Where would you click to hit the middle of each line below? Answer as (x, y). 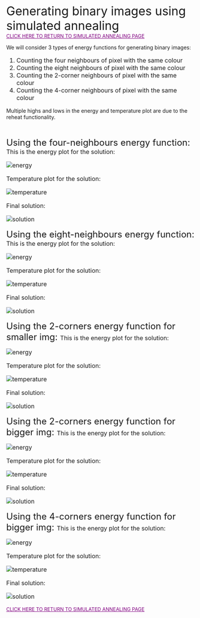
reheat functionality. (31, 117)
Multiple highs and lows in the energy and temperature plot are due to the (97, 111)
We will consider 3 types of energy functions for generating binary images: (99, 47)
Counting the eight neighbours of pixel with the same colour (101, 68)
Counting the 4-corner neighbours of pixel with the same (97, 90)
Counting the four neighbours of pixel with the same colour (99, 60)
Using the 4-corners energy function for (91, 516)
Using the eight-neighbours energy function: (100, 234)
